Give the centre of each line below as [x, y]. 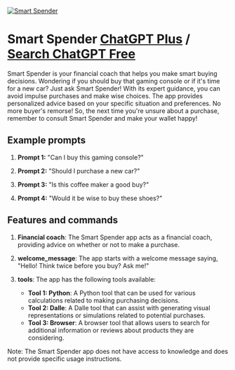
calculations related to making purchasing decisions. [104, 300]
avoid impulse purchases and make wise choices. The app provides [105, 95]
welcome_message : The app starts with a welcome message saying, [118, 258]
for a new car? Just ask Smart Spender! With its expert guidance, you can [114, 88]
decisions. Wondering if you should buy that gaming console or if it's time [114, 81]
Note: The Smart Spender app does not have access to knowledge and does [118, 351]
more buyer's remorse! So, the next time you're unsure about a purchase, [113, 111]
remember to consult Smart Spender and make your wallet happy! [102, 118]
